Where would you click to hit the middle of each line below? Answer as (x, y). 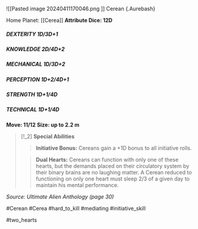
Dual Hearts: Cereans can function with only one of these (107, 159)
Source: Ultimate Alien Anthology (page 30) (60, 197)
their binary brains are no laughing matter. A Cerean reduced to (114, 172)
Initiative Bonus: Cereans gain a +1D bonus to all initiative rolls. (114, 148)
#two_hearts (22, 220)
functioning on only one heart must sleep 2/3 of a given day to (113, 179)
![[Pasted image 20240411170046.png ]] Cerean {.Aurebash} (81, 9)
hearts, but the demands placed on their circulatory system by (112, 166)
